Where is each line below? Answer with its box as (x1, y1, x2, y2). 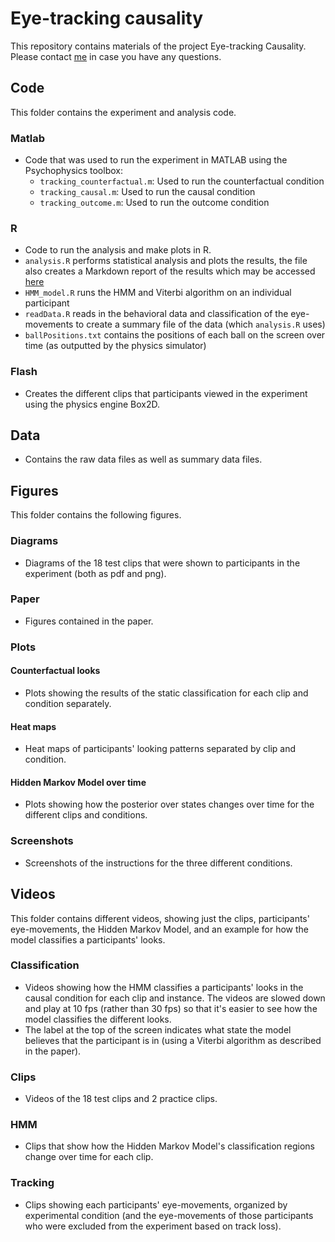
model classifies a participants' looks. (10, 933, 166, 946)
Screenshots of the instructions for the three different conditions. (24, 857, 293, 869)
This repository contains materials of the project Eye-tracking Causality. (10, 40, 307, 52)
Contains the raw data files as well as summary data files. (24, 453, 263, 466)
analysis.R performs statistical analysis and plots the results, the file (24, 255, 308, 267)
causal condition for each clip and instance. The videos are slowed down (24, 992, 326, 1004)
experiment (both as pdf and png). (24, 567, 167, 579)
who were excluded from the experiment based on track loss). (24, 1220, 282, 1232)
